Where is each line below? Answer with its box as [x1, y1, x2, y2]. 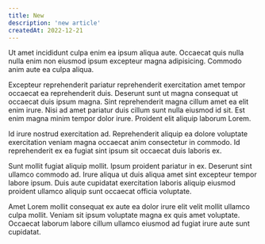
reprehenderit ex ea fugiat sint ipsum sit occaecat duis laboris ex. [8, 146, 222, 155]
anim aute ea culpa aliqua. [8, 65, 94, 74]
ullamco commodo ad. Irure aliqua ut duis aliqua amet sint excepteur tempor [8, 170, 258, 179]
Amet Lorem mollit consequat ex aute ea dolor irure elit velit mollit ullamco [8, 202, 250, 212]
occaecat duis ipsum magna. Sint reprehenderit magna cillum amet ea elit [8, 97, 249, 107]
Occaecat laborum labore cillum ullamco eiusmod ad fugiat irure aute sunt [8, 219, 250, 228]
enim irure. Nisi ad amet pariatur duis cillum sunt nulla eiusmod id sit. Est [8, 105, 246, 115]
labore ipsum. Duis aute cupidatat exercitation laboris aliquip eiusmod [8, 178, 236, 188]
